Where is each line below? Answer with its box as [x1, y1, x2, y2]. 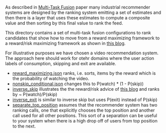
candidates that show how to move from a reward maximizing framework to [5, 35, 160, 41]
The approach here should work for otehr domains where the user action [5, 55, 155, 61]
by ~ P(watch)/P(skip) [12, 92, 58, 97]
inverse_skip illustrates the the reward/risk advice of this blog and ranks [12, 86, 160, 92]
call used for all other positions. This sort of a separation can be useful [12, 113, 158, 119]
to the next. [12, 123, 36, 129]
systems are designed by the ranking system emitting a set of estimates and [5, 9, 162, 15]
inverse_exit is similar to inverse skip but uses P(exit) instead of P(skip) [12, 97, 158, 103]
